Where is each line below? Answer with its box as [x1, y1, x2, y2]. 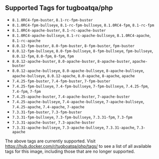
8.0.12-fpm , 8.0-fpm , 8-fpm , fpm [12, 53, 74, 59]
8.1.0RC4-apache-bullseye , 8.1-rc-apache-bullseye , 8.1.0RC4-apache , [12, 32, 151, 38]
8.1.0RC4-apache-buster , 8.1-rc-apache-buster [12, 27, 106, 33]
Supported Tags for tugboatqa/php [5, 4, 113, 12]
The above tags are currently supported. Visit [5, 138, 96, 144]
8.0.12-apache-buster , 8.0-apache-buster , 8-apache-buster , [12, 58, 132, 64]
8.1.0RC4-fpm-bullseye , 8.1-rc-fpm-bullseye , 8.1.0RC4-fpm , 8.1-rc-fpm [12, 22, 154, 28]
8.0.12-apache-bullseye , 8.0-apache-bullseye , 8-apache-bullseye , [12, 68, 144, 73]
